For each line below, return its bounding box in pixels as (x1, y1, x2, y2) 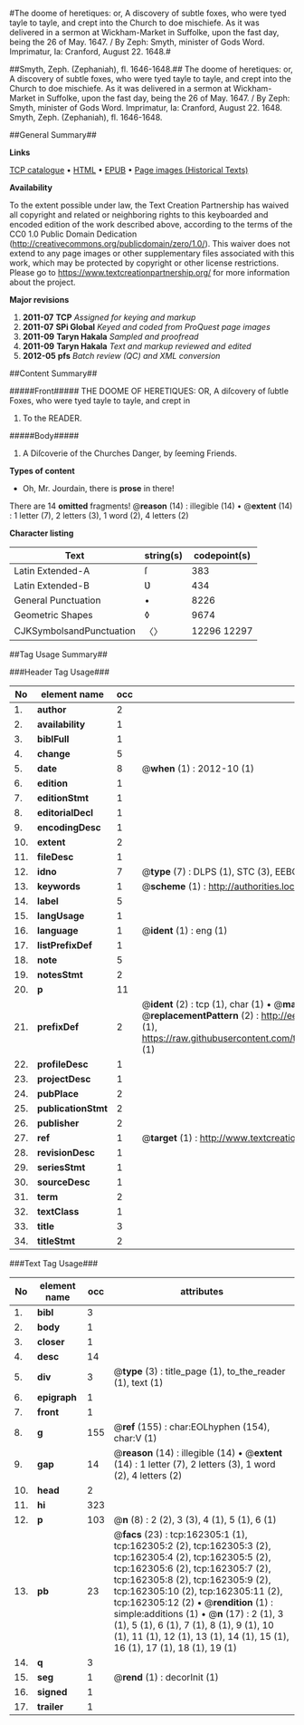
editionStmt (37, 792, 89, 804)
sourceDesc (37, 1176, 90, 1188)
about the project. (9, 276, 76, 287)
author (37, 703, 67, 715)
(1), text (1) (113, 1377, 164, 1389)
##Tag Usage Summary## (9, 649, 109, 660)
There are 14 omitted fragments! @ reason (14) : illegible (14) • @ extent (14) (9, 500, 293, 511)
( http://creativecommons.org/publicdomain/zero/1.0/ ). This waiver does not (9, 238, 291, 248)
